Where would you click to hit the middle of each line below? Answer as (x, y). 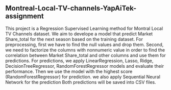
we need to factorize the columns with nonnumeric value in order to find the (85, 50)
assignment (25, 16)
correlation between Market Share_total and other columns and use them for (86, 55)
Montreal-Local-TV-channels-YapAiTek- (71, 8)
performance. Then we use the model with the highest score (69, 71)
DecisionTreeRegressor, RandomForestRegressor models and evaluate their (85, 66)
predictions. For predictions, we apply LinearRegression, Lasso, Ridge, (79, 61)
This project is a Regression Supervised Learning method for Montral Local (84, 28)
